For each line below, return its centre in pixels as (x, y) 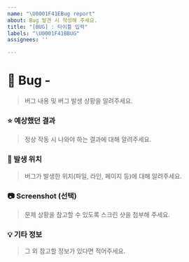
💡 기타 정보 (25, 234)
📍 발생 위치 (24, 160)
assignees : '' (28, 40)
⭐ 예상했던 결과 (31, 120)
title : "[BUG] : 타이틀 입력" (48, 27)
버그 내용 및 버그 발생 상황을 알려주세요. (78, 101)
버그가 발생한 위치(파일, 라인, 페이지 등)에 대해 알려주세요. (103, 176)
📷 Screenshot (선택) (42, 195)
